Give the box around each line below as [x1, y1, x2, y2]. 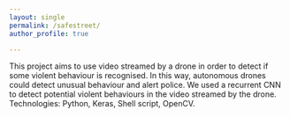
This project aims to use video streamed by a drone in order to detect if [9, 61, 269, 71]
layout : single [9, 12, 65, 22]
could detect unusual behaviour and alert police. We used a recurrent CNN [9, 80, 281, 91]
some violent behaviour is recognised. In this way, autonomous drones [9, 70, 267, 81]
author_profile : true [9, 29, 89, 38]
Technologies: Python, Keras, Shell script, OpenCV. [9, 99, 196, 109]
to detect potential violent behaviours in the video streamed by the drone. [9, 89, 277, 99]
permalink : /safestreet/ [9, 21, 101, 30]
